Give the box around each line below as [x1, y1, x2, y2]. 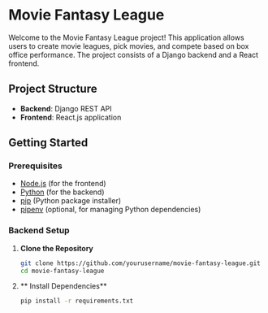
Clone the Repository [19, 243, 93, 253]
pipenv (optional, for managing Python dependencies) [19, 205, 201, 215]
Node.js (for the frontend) [19, 179, 107, 189]
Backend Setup [8, 225, 71, 237]
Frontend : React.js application [19, 112, 122, 122]
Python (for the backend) [19, 187, 105, 197]
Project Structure [8, 82, 97, 96]
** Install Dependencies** [19, 281, 107, 291]
